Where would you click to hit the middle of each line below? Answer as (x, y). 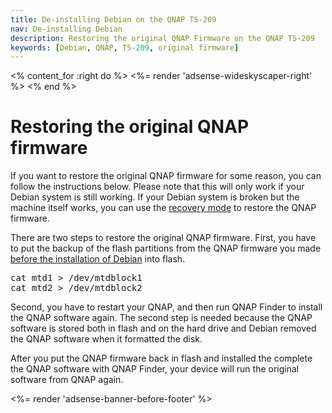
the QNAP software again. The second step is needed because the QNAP (161, 318)
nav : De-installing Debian (66, 29)
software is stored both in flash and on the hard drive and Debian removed (163, 328)
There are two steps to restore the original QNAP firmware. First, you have (163, 238)
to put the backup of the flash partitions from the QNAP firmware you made (166, 248)
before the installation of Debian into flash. (98, 259)
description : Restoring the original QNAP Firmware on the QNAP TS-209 (162, 38)
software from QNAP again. (67, 380)
